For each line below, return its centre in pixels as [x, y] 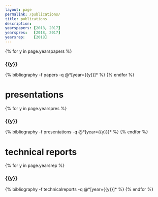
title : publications [26, 19]
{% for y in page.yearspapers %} [39, 51]
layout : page [18, 10]
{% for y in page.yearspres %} [36, 109]
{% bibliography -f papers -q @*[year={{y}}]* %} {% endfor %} [70, 75]
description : [18, 23]
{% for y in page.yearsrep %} [35, 165]
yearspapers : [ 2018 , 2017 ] [33, 28]
